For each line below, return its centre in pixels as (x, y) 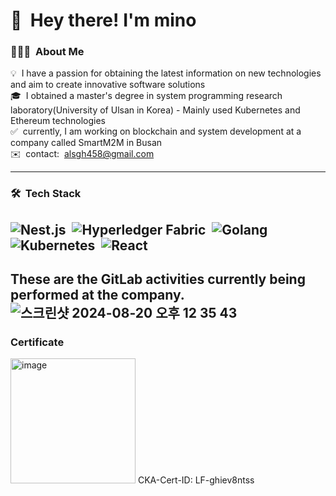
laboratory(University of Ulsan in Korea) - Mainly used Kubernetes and (155, 110)
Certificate (37, 342)
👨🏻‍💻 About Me (47, 52)
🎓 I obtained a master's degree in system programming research (146, 96)
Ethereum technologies (58, 121)
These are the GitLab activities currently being (158, 279)
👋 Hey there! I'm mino (103, 20)
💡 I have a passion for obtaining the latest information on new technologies (166, 73)
